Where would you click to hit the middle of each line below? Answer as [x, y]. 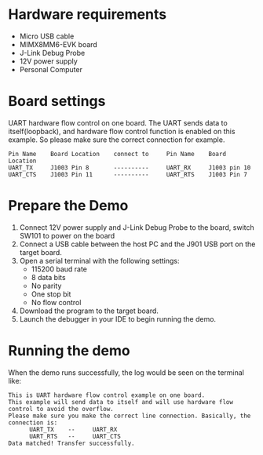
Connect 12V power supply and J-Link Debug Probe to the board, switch [137, 227]
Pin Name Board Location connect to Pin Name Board [117, 154]
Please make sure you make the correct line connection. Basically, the [130, 416]
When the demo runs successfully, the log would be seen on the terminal [126, 372]
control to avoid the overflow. [61, 409]
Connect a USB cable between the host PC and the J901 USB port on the [137, 244]
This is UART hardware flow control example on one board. [107, 395]
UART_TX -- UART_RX [73, 429]
